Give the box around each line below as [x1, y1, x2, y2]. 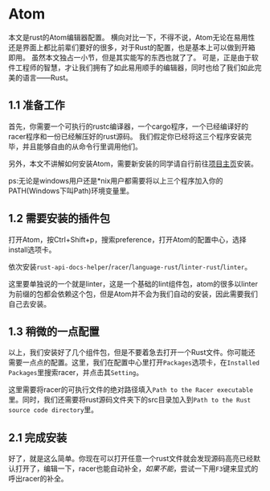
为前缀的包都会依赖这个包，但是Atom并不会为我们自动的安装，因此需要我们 [8, 289, 259, 299]
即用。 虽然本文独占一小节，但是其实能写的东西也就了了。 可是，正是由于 [8, 52, 252, 62]
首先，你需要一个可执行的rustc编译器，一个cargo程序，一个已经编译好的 [8, 122, 249, 131]
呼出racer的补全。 [8, 474, 68, 484]
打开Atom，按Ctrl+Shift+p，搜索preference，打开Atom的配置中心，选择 [8, 234, 247, 244]
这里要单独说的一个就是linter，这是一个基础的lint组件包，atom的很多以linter [8, 279, 259, 288]
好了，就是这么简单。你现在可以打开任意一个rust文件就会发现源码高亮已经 [8, 454, 254, 464]
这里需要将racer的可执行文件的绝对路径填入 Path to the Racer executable [8, 385, 254, 394]
